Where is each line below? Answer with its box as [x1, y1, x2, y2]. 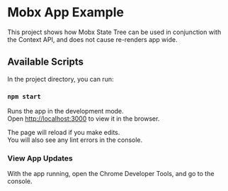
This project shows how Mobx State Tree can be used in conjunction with [7, 28, 222, 36]
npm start [7, 92, 41, 100]
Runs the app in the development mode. [7, 107, 124, 116]
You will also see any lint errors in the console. [7, 136, 143, 144]
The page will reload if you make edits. [7, 129, 120, 137]
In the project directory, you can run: [7, 75, 114, 83]
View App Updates [7, 153, 73, 163]
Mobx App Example [7, 4, 124, 21]
